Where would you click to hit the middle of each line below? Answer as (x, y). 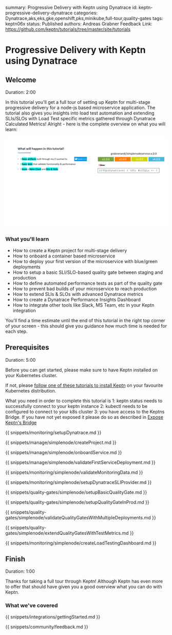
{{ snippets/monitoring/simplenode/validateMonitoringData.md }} (74, 472)
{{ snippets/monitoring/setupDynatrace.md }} (53, 432)
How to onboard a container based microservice (64, 256)
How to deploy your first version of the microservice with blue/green (85, 261)
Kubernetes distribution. (31, 390)
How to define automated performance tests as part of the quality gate (88, 283)
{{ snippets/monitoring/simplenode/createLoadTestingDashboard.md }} (81, 543)
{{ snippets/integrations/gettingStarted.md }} (53, 617)
